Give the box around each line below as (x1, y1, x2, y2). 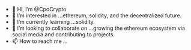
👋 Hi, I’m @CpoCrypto (11, 6, 67, 12)
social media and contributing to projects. (11, 31, 115, 38)
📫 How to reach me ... (11, 37, 68, 45)
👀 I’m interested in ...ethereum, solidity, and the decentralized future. (11, 12, 182, 19)
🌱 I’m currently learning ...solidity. (11, 18, 95, 25)
